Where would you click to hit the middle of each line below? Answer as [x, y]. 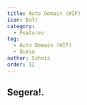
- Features [29, 33]
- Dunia [24, 52]
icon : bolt [23, 20]
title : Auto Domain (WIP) [44, 13]
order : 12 [21, 65]
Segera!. [26, 92]
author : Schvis [29, 58]
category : [21, 26]
